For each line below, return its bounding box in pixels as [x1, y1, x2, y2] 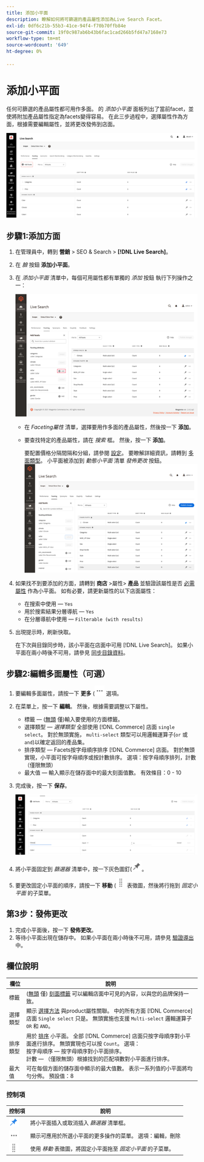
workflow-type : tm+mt [6, 35, 61, 42]
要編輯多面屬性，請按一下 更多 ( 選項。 [15, 690, 123, 697]
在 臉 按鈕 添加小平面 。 [15, 261, 73, 268]
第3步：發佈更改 [6, 909, 68, 919]
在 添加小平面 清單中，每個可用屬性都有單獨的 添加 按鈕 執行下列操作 [15, 274, 188, 282]
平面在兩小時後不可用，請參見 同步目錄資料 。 [15, 649, 129, 657]
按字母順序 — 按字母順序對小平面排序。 [26, 1047, 126, 1055]
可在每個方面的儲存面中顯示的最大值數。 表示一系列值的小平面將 [26, 1064, 188, 1072]
